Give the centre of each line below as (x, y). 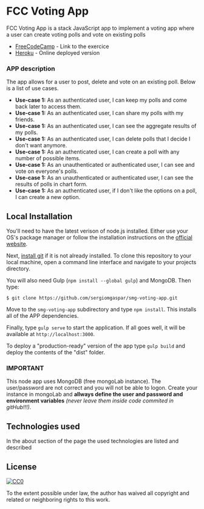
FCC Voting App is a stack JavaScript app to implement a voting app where (100, 28)
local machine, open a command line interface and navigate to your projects (101, 262)
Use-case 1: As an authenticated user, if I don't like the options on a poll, (106, 191)
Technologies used (43, 427)
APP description (31, 68)
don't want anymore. (41, 146)
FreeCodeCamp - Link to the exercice (62, 46)
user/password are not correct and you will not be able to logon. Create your (102, 388)
